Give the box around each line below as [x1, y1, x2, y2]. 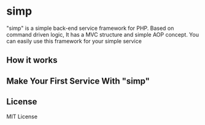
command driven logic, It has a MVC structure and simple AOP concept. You [6, 30, 199, 38]
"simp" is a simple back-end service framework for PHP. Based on [6, 24, 174, 32]
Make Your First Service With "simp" [6, 76, 150, 86]
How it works [6, 55, 58, 65]
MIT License [6, 113, 38, 120]
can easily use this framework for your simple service [6, 37, 142, 45]
